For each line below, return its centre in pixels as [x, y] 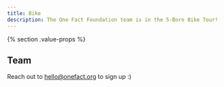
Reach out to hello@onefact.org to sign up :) [69, 77]
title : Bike [24, 13]
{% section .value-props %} [46, 39]
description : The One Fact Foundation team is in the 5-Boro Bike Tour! [113, 20]
